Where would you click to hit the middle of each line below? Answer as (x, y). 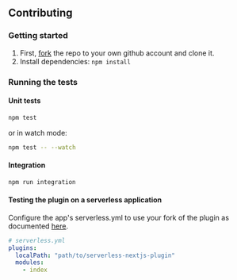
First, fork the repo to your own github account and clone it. (117, 53)
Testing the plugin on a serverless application (85, 200)
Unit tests (25, 101)
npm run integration (42, 182)
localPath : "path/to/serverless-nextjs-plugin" (96, 255)
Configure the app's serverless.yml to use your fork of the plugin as (119, 217)
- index (35, 270)
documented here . (38, 226)
